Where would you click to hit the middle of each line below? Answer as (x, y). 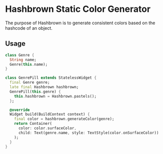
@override (20, 110)
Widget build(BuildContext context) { (50, 114)
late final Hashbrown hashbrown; (44, 87)
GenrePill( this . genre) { (35, 92)
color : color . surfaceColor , (47, 128)
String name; (23, 60)
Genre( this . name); (29, 64)
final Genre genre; (30, 83)
